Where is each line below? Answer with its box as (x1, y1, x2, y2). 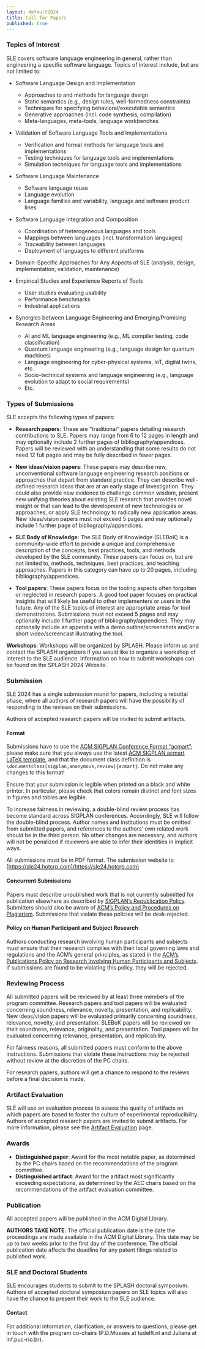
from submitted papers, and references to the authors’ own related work (6, 825, 188, 832)
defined (15, 482, 35, 490)
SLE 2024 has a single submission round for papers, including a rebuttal (6, 690, 188, 698)
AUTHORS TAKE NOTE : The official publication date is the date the (6, 1227, 176, 1234)
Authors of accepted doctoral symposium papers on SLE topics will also (6, 1288, 188, 1296)
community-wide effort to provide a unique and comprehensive (15, 540, 176, 547)
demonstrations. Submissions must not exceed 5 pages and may (15, 610, 179, 618)
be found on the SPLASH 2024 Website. (6, 661, 108, 668)
